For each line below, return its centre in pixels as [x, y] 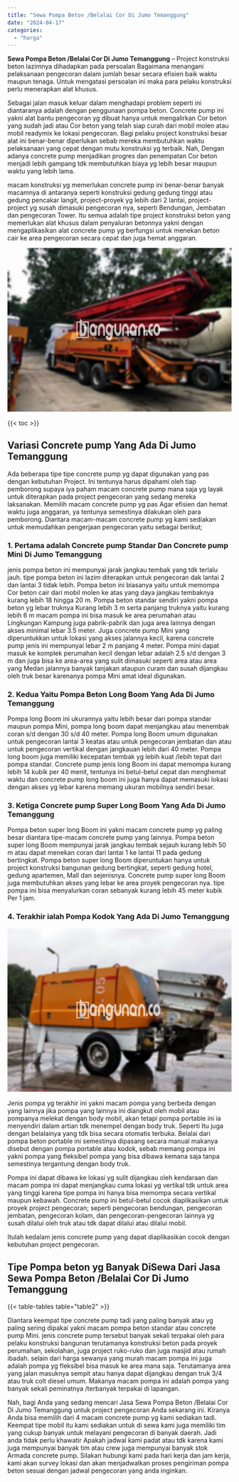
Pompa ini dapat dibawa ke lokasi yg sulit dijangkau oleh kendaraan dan [113, 1178]
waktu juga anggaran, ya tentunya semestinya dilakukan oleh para [104, 512]
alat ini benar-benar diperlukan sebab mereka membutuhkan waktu [106, 141]
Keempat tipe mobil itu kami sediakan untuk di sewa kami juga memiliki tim [117, 1425]
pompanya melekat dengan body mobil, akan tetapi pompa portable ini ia [115, 1118]
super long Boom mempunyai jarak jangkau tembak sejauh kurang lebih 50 [117, 845]
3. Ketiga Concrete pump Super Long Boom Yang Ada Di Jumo [117, 806]
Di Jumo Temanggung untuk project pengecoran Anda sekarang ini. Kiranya [118, 1410]
